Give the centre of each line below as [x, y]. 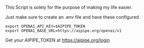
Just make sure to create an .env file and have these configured [72, 17]
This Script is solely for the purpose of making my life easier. [69, 7]
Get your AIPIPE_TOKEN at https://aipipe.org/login [58, 40]
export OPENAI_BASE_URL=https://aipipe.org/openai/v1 [64, 31]
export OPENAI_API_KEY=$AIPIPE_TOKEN [45, 26]
